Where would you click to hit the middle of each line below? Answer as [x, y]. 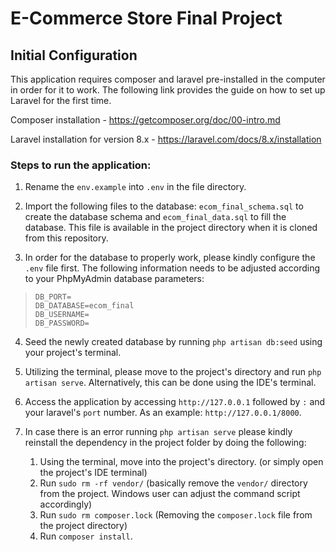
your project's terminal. [73, 353]
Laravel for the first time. [61, 100]
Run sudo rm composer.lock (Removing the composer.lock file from [176, 515]
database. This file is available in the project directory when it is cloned [171, 228]
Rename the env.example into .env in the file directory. [135, 187]
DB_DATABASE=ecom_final [84, 306]
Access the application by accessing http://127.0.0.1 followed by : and [175, 402]
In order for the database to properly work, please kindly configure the [170, 258]
